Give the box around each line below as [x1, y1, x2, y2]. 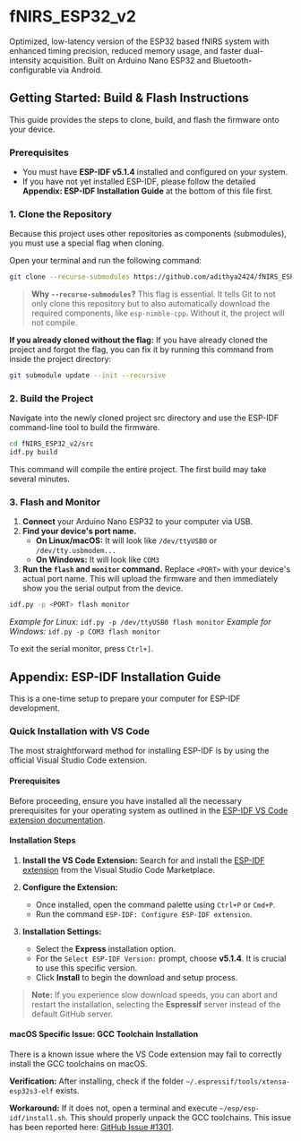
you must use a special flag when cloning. [9, 238, 165, 248]
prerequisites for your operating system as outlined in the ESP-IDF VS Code [9, 805, 288, 816]
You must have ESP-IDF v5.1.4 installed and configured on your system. [21, 167, 288, 177]
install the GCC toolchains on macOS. [9, 1059, 148, 1069]
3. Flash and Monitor [9, 496, 101, 508]
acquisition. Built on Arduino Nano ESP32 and [42, 55, 211, 65]
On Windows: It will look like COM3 [35, 554, 159, 566]
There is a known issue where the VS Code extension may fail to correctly [9, 1049, 282, 1059]
